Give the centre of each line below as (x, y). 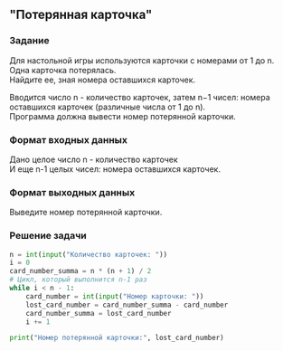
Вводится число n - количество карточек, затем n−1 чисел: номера (140, 97)
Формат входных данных (69, 139)
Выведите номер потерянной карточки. (86, 213)
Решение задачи (48, 236)
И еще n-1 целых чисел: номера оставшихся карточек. (115, 169)
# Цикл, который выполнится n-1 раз (78, 280)
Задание (29, 41)
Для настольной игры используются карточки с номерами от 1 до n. (142, 60)
